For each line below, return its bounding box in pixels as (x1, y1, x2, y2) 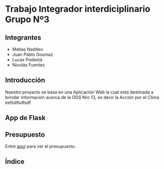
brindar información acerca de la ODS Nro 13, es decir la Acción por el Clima (5, 94, 159, 100)
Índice (5, 158, 24, 166)
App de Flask (5, 114, 46, 122)
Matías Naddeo (12, 47, 43, 52)
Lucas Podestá (12, 57, 43, 62)
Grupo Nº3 (5, 14, 50, 25)
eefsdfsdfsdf (5, 99, 31, 105)
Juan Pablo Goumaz (12, 51, 53, 57)
